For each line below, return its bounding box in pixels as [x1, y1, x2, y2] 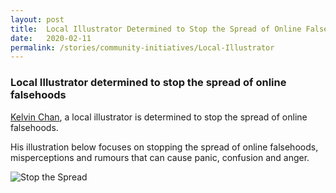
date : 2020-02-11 [10, 33, 92, 43]
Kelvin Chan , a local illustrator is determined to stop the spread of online [10, 111, 308, 123]
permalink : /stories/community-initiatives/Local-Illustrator [10, 42, 275, 53]
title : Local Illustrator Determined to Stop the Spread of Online [10, 24, 302, 34]
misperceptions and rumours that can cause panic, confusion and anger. [10, 151, 310, 163]
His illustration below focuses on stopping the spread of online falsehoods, [10, 141, 319, 153]
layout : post [10, 14, 65, 25]
